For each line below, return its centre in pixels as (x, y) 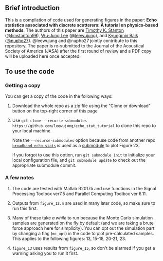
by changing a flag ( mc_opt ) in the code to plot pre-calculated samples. (83, 233)
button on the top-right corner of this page (55, 111)
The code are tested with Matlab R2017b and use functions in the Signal (84, 188)
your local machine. (32, 130)
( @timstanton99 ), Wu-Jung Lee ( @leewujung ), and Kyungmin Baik (72, 35)
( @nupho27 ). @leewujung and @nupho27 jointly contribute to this (71, 41)
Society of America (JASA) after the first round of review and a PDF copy (78, 51)
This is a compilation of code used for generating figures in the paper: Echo (81, 20)
